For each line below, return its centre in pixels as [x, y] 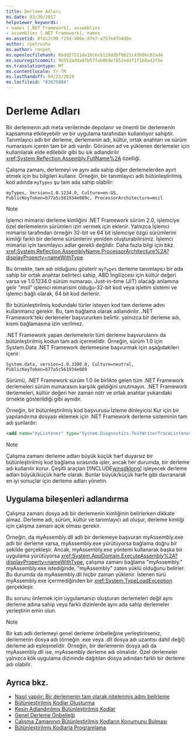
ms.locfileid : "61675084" [37, 82]
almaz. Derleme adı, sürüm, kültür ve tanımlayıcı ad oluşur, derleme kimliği [95, 519]
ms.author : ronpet [28, 50]
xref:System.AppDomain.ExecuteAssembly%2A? [119, 556]
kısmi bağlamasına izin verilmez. [45, 323]
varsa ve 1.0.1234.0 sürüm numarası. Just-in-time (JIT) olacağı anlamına [92, 281]
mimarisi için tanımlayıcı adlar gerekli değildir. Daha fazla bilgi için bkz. [90, 245]
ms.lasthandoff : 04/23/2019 [40, 77]
